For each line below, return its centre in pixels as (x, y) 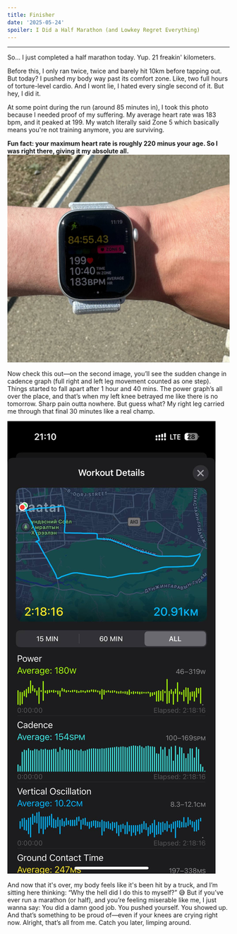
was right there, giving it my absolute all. (68, 151)
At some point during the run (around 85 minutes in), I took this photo (108, 107)
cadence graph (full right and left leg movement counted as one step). (109, 381)
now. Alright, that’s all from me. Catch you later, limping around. (99, 922)
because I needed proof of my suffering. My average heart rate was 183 (112, 115)
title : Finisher (31, 15)
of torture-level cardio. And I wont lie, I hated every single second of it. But (116, 86)
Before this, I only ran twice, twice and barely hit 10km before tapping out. (115, 71)
